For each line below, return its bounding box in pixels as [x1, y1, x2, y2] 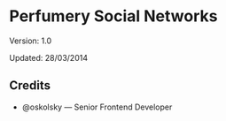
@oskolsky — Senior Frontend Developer [21, 102, 173, 112]
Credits [9, 78, 51, 94]
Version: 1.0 [9, 35, 52, 46]
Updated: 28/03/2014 [9, 52, 89, 63]
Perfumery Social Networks [9, 6, 218, 26]
